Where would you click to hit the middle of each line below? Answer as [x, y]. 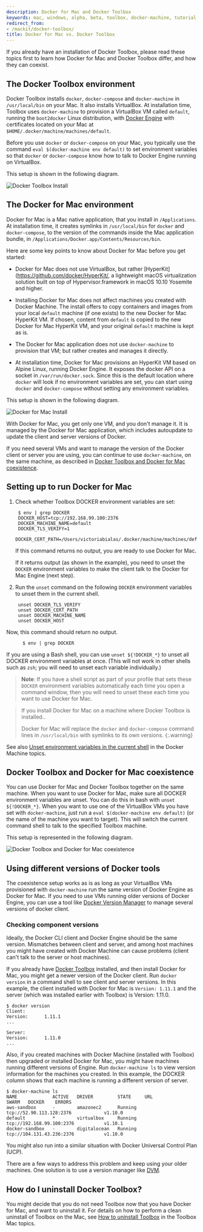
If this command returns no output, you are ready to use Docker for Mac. [106, 551]
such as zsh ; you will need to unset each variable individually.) [84, 667]
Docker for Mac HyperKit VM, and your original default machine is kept [104, 325]
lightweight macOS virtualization [156, 275]
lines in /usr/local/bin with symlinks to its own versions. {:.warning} [107, 735]
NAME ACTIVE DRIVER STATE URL [80, 1097]
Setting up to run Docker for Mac [69, 487]
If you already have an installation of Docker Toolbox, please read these [96, 52]
